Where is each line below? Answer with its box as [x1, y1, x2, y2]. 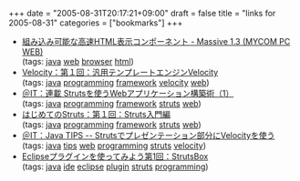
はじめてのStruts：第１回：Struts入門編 [21, 109, 171, 119]
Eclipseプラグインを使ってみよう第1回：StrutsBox [21, 151, 209, 162]
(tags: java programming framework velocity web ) [21, 77, 211, 87]
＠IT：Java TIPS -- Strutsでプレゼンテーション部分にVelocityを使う [21, 130, 275, 140]
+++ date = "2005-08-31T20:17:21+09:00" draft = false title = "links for [8, 8, 276, 18]
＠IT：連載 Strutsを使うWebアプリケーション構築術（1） [21, 88, 234, 98]
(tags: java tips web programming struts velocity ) [21, 140, 207, 151]
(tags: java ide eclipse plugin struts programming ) [21, 161, 209, 172]
